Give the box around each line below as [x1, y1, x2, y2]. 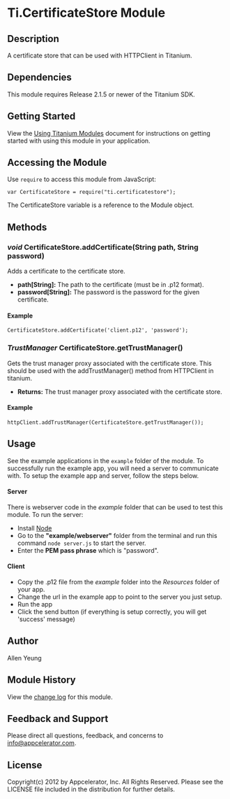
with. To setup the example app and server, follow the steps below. [7, 471, 199, 480]
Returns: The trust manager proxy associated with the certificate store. [17, 387, 222, 396]
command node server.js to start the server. [17, 539, 146, 547]
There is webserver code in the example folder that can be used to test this [7, 502, 223, 511]
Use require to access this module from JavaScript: [7, 175, 157, 183]
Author [7, 635, 38, 647]
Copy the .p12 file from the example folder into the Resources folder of [17, 578, 220, 586]
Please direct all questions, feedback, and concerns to [7, 731, 164, 740]
